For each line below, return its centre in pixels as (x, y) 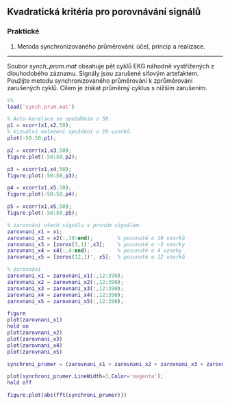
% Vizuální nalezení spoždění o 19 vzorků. (70, 132)
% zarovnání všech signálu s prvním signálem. (75, 225)
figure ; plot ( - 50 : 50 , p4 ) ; (42, 194)
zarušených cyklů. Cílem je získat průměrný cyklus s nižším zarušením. (107, 88)
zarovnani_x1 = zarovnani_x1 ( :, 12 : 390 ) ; (66, 276)
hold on (18, 326)
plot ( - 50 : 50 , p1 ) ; (32, 138)
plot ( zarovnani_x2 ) (35, 333)
